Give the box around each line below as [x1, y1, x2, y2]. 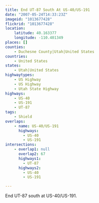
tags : [5, 109, 16, 115]
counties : [5, 44, 26, 49]
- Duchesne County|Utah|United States [14, 49, 95, 54]
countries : [5, 53, 28, 59]
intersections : [5, 142, 37, 147]
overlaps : [5, 118, 26, 124]
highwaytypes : [5, 72, 35, 77]
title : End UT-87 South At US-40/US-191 [5, 7, 91, 12]
